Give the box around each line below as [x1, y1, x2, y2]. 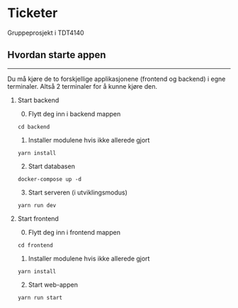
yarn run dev [17, 202, 57, 209]
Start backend [17, 96, 59, 104]
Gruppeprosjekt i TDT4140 [7, 28, 84, 37]
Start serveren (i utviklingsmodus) [28, 188, 127, 197]
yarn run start [17, 294, 63, 301]
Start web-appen [28, 280, 78, 289]
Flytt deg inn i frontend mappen [28, 228, 120, 236]
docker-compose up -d [17, 175, 81, 182]
